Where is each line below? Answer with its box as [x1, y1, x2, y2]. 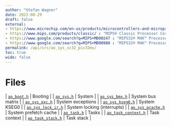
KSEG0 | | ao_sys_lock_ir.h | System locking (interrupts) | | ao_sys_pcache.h [5, 104, 165, 110]
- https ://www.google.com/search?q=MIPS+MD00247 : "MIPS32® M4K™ [5, 36, 147, 41]
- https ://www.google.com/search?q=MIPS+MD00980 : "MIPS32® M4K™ [5, 41, 147, 46]
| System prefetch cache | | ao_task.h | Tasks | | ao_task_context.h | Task [5, 110, 160, 116]
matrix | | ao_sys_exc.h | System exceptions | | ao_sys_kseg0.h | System [5, 99, 155, 105]
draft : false [5, 17, 33, 22]
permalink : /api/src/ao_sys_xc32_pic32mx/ [5, 45, 97, 50]
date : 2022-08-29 [5, 12, 42, 17]
